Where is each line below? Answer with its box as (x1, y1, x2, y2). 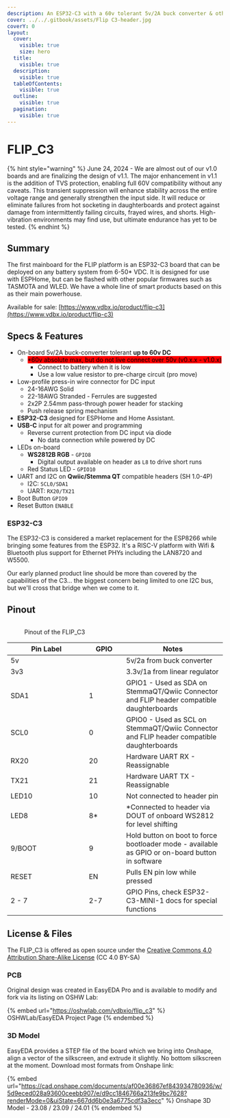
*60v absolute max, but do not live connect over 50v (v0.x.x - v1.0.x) (27, 356, 222, 364)
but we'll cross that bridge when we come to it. (7, 584, 140, 592)
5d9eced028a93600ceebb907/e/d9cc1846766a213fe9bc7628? (7, 1089, 188, 1097)
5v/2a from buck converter (126, 656, 213, 665)
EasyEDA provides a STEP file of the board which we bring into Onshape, (7, 1047, 214, 1055)
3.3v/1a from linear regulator (126, 667, 219, 676)
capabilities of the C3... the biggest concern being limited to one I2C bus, (7, 577, 214, 585)
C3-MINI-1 (126, 896, 164, 905)
